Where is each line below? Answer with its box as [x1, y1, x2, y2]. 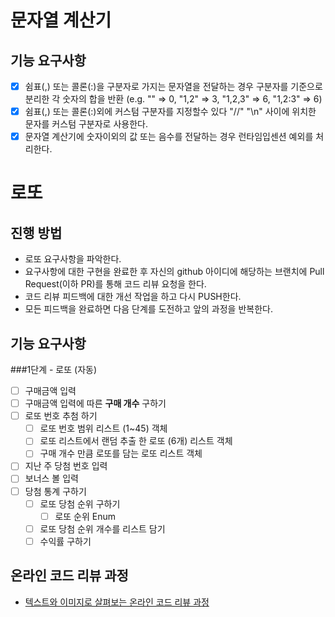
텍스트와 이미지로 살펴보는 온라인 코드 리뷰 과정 [24, 596, 210, 608]
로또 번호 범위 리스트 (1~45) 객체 [39, 422, 168, 435]
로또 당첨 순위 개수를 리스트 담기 [39, 522, 166, 535]
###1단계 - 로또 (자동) [10, 364, 98, 375]
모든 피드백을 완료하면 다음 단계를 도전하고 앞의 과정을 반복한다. [24, 303, 273, 315]
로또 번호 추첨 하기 [24, 410, 98, 422]
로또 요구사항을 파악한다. [24, 253, 122, 265]
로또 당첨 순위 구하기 [39, 497, 121, 510]
